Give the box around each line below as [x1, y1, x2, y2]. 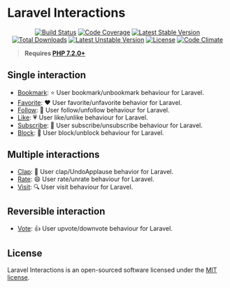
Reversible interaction [7, 205, 106, 217]
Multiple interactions [7, 149, 100, 161]
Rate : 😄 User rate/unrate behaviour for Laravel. [17, 175, 154, 183]
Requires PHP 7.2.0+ [24, 49, 86, 57]
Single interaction [7, 69, 86, 81]
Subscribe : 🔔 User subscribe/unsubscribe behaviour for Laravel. [17, 121, 203, 129]
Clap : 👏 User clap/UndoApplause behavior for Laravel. [17, 167, 173, 175]
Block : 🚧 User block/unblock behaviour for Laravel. [17, 128, 164, 137]
